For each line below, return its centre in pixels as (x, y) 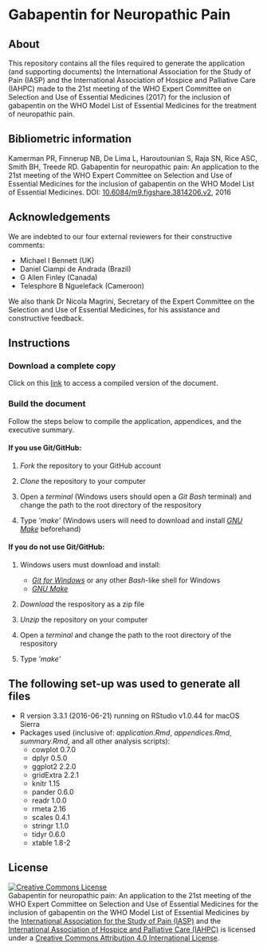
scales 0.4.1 (51, 817)
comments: (27, 245)
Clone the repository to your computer (82, 481)
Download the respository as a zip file (82, 604)
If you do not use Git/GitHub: (57, 547)
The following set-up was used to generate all (124, 684)
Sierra (29, 724)
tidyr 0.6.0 (49, 834)
